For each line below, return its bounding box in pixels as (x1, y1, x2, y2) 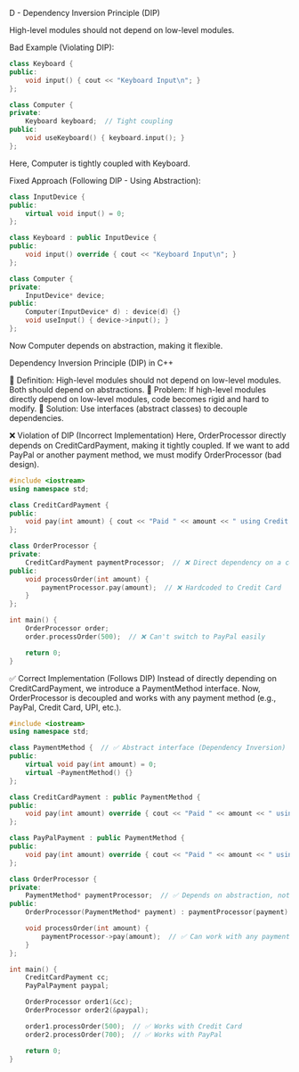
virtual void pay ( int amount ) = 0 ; (25, 760, 158, 769)
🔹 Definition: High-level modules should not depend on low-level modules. (9, 375, 282, 385)
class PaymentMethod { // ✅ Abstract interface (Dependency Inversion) (9, 744, 287, 753)
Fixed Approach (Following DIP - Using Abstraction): (9, 175, 202, 186)
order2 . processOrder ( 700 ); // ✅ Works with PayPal (25, 1030, 222, 1039)
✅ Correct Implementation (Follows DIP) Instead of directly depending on (9, 672, 278, 683)
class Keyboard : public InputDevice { (9, 234, 158, 243)
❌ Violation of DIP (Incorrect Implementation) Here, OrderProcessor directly (9, 430, 287, 441)
